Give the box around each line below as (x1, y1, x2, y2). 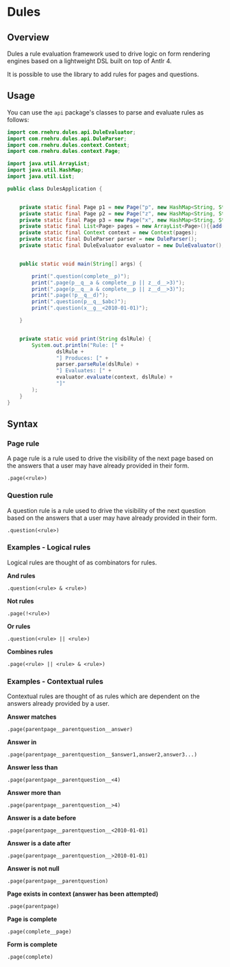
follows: (7, 115, 29, 123)
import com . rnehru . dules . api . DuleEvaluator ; (7, 128, 136, 136)
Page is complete (7, 915, 57, 923)
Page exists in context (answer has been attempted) (7, 890, 159, 898)
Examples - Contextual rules (7, 676, 104, 686)
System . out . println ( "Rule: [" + (31, 342, 125, 348)
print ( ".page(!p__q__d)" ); (31, 292, 109, 299)
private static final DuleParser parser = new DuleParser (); (19, 236, 197, 243)
